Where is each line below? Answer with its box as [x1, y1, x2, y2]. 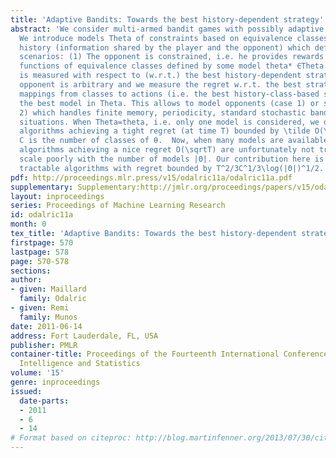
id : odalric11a [10, 210, 74, 220]
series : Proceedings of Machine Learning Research [10, 201, 226, 211]
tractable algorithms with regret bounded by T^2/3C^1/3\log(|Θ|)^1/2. [19, 163, 325, 173]
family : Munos [19, 312, 78, 322]
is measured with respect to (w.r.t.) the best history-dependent [19, 71, 302, 81]
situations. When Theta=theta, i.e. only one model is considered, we [19, 117, 320, 127]
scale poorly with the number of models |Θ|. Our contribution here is [19, 154, 325, 164]
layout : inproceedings [10, 191, 105, 201]
